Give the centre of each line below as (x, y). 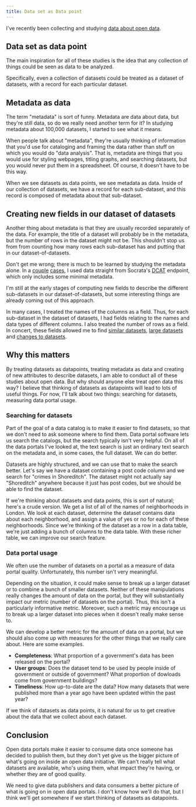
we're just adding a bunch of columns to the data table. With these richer (94, 532)
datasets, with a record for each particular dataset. (67, 84)
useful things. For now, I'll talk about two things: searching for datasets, (92, 394)
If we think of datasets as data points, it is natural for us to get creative (91, 710)
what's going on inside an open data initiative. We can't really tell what (90, 762)
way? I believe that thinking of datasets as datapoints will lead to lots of (92, 387)
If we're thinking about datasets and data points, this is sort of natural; (90, 500)
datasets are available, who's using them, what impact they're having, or (93, 768)
